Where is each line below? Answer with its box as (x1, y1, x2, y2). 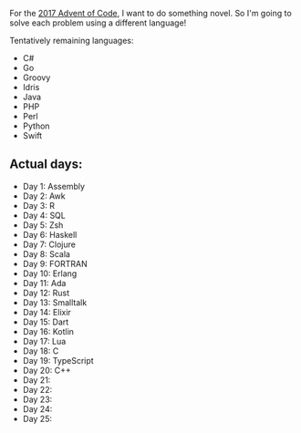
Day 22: (22, 384, 53, 395)
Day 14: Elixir (22, 306, 71, 317)
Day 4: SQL (22, 210, 66, 221)
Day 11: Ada (22, 277, 67, 288)
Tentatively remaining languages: (9, 36, 134, 46)
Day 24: (22, 403, 53, 414)
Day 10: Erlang (22, 268, 78, 279)
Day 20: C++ (22, 365, 71, 376)
